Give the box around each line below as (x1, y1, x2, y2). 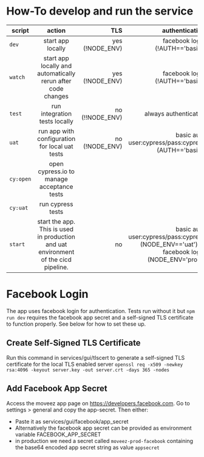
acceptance (39, 182, 73, 191)
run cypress (39, 199, 73, 208)
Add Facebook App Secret (6, 383, 107, 394)
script (12, 26, 29, 35)
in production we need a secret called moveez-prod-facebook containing (15, 437, 193, 444)
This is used (39, 225, 74, 233)
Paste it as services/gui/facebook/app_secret (15, 417, 129, 425)
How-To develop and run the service (6, 4, 194, 18)
